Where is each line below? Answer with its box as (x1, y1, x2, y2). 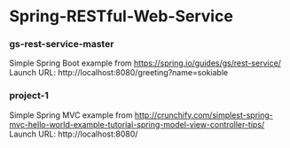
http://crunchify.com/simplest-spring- (134, 109, 273, 121)
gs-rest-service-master (9, 38, 114, 51)
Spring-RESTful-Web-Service (9, 6, 233, 27)
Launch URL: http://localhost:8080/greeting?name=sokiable (9, 67, 229, 78)
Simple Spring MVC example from (9, 109, 133, 121)
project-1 (9, 90, 49, 102)
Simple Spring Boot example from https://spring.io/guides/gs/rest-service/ (9, 58, 282, 68)
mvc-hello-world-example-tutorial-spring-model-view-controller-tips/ (9, 119, 265, 129)
